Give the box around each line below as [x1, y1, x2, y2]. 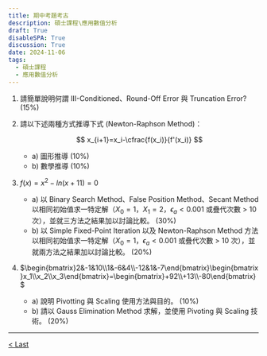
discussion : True [8, 41, 66, 49]
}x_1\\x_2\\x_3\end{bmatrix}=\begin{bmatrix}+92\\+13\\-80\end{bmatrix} [19, 271, 257, 281]
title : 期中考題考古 [8, 11, 69, 20]
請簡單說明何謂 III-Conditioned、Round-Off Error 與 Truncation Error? [19, 93, 247, 103]
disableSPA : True [8, 33, 66, 42]
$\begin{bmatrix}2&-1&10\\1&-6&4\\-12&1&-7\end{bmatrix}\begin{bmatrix [19, 263, 259, 273]
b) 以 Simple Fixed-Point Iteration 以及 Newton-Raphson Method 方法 [31, 226, 259, 235]
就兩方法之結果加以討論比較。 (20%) [31, 247, 153, 257]
